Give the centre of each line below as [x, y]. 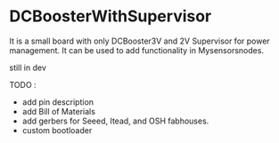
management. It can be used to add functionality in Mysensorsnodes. [137, 50]
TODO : [23, 84]
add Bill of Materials [59, 111]
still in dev [28, 68]
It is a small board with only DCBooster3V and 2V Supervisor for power [139, 41]
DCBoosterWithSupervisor [111, 16]
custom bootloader [57, 130]
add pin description [58, 102]
